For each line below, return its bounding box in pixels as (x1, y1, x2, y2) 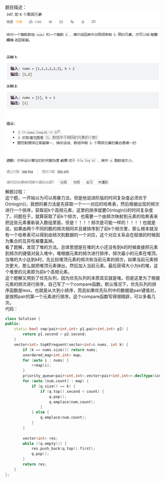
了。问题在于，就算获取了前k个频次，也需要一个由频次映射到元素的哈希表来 (5, 213, 158, 219)
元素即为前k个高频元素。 (22, 268, 72, 275)
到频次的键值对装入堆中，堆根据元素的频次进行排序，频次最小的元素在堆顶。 (5, 250, 160, 256)
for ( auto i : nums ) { (23, 358, 69, 363)
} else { (31, 410, 50, 415)
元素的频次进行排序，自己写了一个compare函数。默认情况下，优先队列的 (5, 281, 152, 287)
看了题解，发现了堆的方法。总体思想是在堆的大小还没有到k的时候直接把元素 (5, 244, 158, 250)
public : (5, 321, 21, 327)
